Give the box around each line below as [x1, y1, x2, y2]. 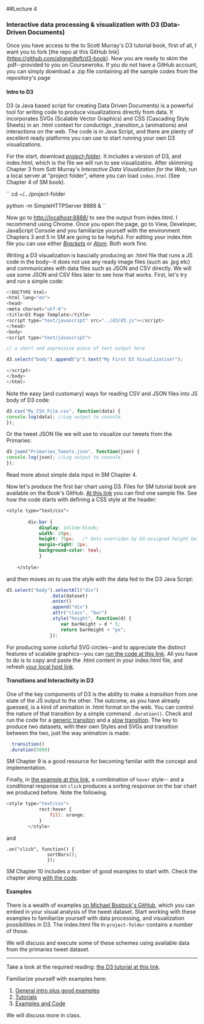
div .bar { [28, 519, 53, 525]
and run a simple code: [6, 277, 64, 285]
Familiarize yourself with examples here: [6, 975, 107, 983]
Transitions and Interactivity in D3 [6, 677, 94, 684]
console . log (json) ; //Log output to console [6, 454, 121, 461]
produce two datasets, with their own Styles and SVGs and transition [6, 722, 178, 730]
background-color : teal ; [38, 547, 102, 553]
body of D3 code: [6, 396, 50, 404]
